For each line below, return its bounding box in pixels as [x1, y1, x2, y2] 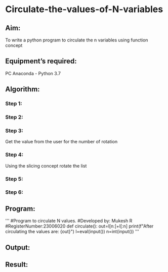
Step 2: [5, 114, 24, 121]
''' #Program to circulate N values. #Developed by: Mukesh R [5, 218, 133, 224]
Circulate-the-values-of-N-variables [5, 4, 163, 15]
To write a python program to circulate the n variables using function [5, 37, 148, 43]
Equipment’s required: [5, 57, 77, 66]
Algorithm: [5, 85, 40, 94]
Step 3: [5, 127, 24, 134]
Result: [5, 260, 28, 269]
